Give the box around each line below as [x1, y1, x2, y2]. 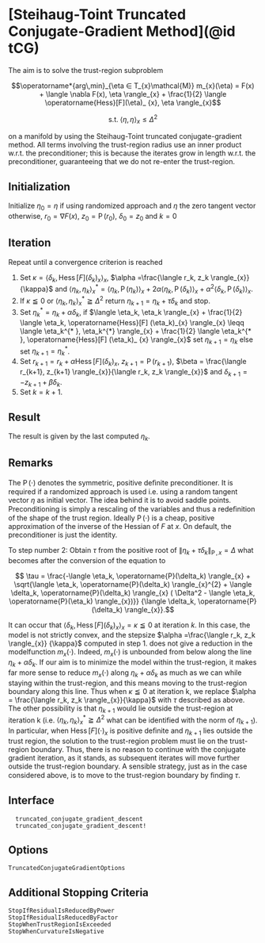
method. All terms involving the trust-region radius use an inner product [8, 140, 242, 150]
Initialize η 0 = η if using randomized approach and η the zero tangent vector [8, 201, 256, 212]
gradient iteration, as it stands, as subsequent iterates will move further [8, 753, 240, 762]
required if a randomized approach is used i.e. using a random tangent [8, 486, 238, 496]
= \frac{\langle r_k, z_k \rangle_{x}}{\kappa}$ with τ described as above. [8, 695, 245, 704]
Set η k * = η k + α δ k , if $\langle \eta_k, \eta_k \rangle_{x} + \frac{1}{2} [19, 306, 243, 319]
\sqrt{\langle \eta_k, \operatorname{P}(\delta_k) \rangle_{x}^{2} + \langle [13, 579, 252, 588]
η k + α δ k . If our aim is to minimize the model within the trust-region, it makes [8, 657, 257, 669]
